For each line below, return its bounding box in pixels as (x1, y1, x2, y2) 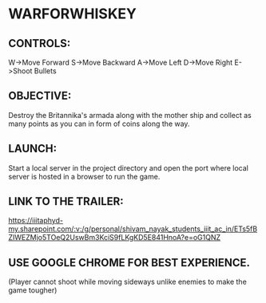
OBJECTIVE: (8, 89, 72, 103)
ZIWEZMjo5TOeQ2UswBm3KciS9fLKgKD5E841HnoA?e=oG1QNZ (8, 233, 221, 242)
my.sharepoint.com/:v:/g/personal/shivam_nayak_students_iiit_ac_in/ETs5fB (8, 224, 258, 234)
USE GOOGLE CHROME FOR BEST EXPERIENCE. (8, 256, 250, 270)
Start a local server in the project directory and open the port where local (8, 163, 249, 172)
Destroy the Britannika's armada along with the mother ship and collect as (8, 110, 252, 120)
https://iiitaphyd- (8, 216, 64, 226)
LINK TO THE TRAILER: (8, 195, 124, 208)
